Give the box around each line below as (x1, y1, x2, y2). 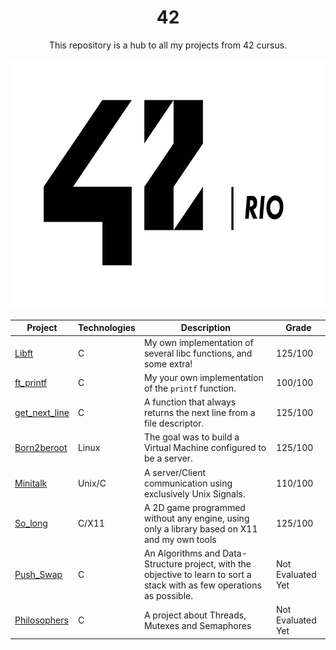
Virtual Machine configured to (143, 442, 267, 454)
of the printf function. (143, 382, 237, 394)
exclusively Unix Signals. (143, 487, 246, 500)
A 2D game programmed (143, 501, 246, 513)
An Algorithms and (143, 547, 221, 560)
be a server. (143, 452, 193, 465)
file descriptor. (143, 417, 205, 430)
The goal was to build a (143, 431, 240, 443)
